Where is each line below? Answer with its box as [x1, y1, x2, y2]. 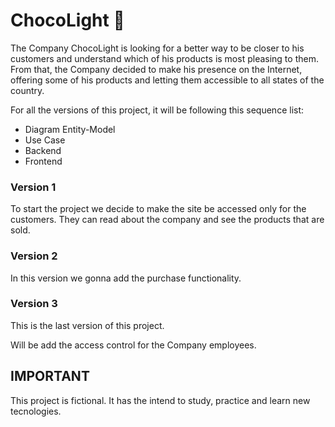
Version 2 [10, 249, 58, 263]
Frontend [24, 155, 63, 167]
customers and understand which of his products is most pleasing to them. [10, 52, 319, 64]
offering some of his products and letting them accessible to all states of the [10, 74, 325, 86]
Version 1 [10, 180, 57, 194]
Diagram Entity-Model [24, 123, 116, 135]
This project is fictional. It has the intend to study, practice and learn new [10, 394, 311, 406]
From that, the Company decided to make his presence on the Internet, [10, 63, 303, 75]
